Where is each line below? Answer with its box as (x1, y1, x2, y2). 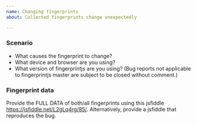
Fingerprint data (6, 86, 54, 94)
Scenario (6, 39, 33, 47)
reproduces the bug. (6, 112, 57, 119)
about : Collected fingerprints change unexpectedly (6, 14, 137, 20)
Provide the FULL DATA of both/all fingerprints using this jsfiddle (6, 100, 164, 107)
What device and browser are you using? (14, 59, 115, 66)
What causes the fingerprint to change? (14, 52, 112, 59)
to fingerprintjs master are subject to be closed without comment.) (14, 71, 178, 78)
